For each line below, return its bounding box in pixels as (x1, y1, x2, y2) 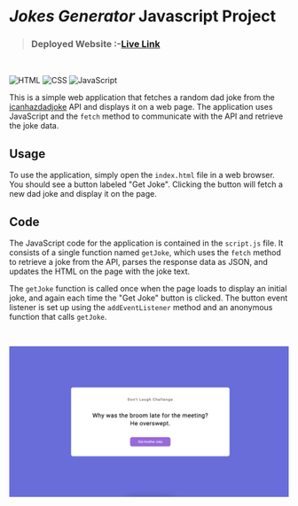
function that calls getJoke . (9, 312, 107, 323)
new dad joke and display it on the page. (9, 189, 158, 199)
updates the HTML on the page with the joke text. (9, 266, 191, 276)
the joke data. (9, 121, 59, 131)
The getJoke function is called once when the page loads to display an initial (9, 284, 287, 294)
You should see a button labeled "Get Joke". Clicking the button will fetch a (9, 179, 284, 190)
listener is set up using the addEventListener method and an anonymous (9, 302, 273, 313)
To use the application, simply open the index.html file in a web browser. (9, 170, 275, 181)
